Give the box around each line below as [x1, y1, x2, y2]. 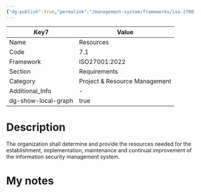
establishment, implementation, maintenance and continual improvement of [6, 146, 192, 153]
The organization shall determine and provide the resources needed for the [6, 140, 191, 147]
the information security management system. [6, 153, 120, 160]
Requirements [78, 67, 118, 76]
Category [9, 77, 36, 85]
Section [9, 67, 31, 76]
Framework [9, 58, 41, 66]
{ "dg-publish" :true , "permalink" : [6, 8, 90, 15]
